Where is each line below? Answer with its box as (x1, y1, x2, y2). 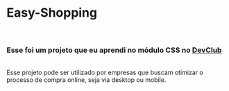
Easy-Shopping (6, 5, 98, 21)
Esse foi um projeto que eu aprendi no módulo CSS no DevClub (6, 45, 222, 55)
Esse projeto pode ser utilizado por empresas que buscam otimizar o (6, 68, 204, 77)
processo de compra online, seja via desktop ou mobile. (6, 76, 167, 84)
